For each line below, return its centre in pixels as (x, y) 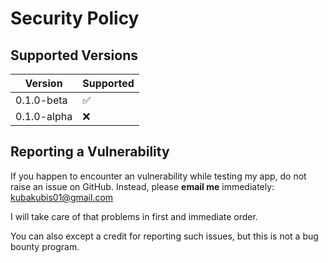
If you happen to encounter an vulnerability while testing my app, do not (158, 176)
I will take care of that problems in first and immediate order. (134, 216)
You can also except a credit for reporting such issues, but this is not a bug (164, 236)
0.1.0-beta (41, 100)
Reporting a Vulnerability (90, 152)
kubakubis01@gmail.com (62, 197)
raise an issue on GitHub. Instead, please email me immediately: (142, 186)
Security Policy (75, 18)
